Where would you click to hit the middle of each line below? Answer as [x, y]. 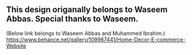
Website [16, 46]
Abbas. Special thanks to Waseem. [72, 19]
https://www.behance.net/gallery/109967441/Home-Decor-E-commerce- [96, 39]
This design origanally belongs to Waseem [87, 10]
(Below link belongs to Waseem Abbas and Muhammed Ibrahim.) [86, 33]
